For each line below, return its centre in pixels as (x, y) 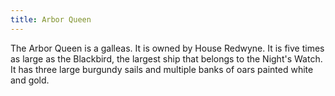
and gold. (30, 80)
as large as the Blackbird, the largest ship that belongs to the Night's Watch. (166, 58)
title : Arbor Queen (51, 19)
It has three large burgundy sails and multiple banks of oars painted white (162, 69)
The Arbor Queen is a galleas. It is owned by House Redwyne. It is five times (167, 48)
